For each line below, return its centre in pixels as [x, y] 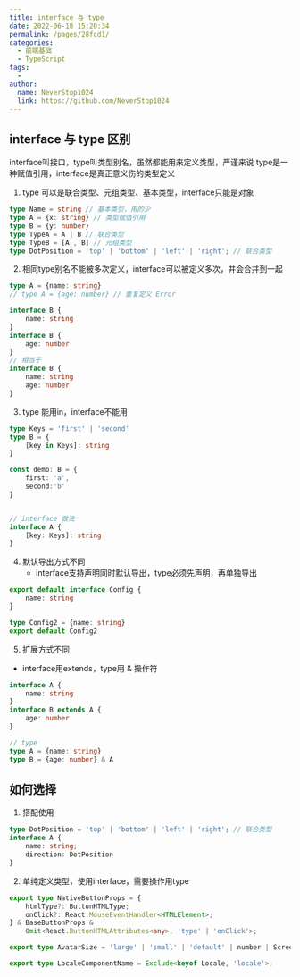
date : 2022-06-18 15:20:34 [59, 26]
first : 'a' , [47, 478]
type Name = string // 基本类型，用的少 [80, 210]
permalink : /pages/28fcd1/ [59, 34]
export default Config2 [54, 631]
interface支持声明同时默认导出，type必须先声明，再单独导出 [146, 573]
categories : [31, 42]
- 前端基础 [35, 51]
